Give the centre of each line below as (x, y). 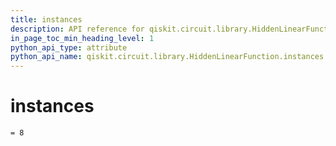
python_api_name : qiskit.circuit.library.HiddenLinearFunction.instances (167, 57)
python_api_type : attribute (69, 47)
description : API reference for (77, 29)
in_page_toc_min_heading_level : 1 (82, 38)
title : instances (46, 19)
